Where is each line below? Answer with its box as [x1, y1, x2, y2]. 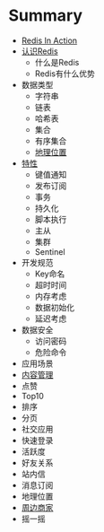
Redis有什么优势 [34, 68, 95, 79]
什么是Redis [34, 57, 80, 67]
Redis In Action [21, 35, 78, 46]
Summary [8, 5, 82, 26]
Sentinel [34, 246, 65, 257]
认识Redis [21, 46, 59, 57]
